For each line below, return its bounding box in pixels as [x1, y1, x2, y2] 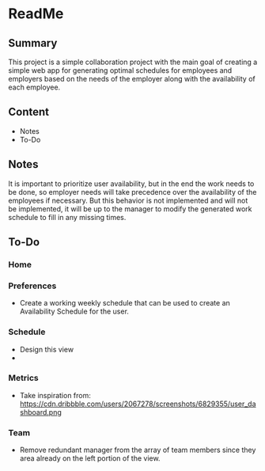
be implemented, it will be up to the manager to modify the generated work [8, 203, 252, 214]
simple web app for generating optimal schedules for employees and [8, 66, 233, 75]
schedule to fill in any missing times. [8, 212, 127, 222]
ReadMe [8, 5, 64, 23]
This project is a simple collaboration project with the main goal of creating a [8, 57, 258, 66]
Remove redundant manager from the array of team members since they [19, 445, 256, 455]
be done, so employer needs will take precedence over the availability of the [8, 187, 257, 196]
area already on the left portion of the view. [19, 454, 161, 463]
